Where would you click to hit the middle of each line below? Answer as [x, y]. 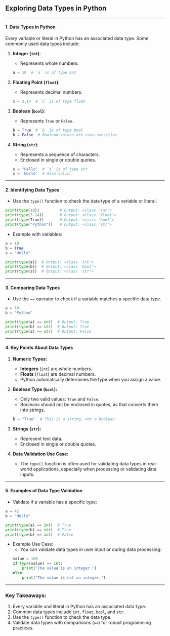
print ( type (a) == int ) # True [38, 525]
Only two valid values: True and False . [60, 399]
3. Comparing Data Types [33, 288]
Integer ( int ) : [27, 54]
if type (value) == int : [38, 564]
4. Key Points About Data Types [39, 348]
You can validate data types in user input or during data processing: [91, 549]
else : [18, 573]
